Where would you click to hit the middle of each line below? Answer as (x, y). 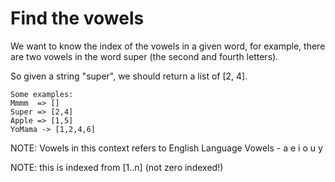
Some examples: (42, 94)
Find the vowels (77, 18)
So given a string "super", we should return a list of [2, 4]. (129, 76)
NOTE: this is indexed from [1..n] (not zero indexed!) (117, 167)
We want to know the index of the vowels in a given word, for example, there (168, 46)
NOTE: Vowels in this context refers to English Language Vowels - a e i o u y (166, 148)
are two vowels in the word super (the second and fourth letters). (144, 56)
